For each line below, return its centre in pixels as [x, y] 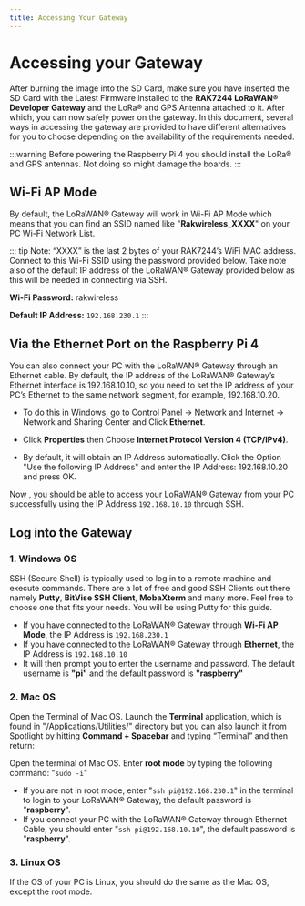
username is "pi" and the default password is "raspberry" [133, 673]
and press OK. [50, 477]
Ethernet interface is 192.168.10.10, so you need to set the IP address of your [152, 385]
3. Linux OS [35, 862]
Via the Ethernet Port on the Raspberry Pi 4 [134, 343]
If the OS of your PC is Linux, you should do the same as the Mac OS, [139, 882]
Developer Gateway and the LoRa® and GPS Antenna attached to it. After [147, 107]
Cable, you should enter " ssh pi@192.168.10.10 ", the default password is [159, 830]
